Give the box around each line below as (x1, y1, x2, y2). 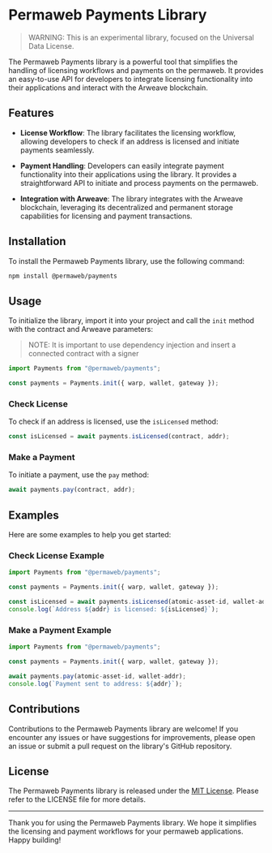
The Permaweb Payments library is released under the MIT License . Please (8, 786, 259, 796)
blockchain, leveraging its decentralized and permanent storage (19, 202, 233, 212)
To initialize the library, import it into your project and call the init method (8, 316, 255, 325)
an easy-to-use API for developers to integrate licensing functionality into (8, 74, 253, 84)
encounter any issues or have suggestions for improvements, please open (8, 732, 256, 742)
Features (8, 106, 54, 120)
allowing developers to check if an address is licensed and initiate (19, 136, 240, 146)
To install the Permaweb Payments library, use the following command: (8, 256, 245, 265)
